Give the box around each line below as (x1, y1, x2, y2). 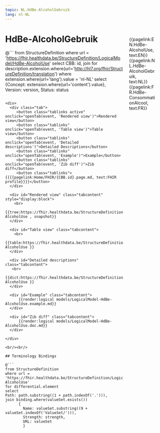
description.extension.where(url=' (5, 66, 75, 72)
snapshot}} (34, 214, 57, 219)
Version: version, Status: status (5, 87, 69, 93)
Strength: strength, (23, 415, 66, 420)
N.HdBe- (129, 41, 148, 47)
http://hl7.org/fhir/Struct (74, 66, 123, 72)
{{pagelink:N (129, 57, 155, 63)
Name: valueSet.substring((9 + (23, 406, 88, 411)
